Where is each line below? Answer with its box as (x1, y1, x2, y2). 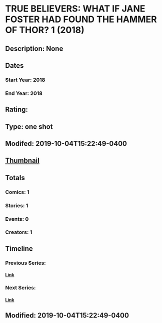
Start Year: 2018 (5, 76, 45, 83)
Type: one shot (5, 122, 53, 131)
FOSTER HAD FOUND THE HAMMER (5, 14, 157, 25)
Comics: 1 (5, 189, 29, 196)
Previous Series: (5, 259, 46, 266)
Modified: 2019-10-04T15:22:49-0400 (5, 311, 129, 320)
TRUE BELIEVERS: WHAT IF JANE (5, 3, 145, 15)
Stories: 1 (5, 202, 28, 209)
